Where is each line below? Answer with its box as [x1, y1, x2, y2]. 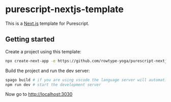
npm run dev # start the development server [5, 82, 101, 87]
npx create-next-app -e [5, 58, 56, 63]
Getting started [5, 35, 55, 44]
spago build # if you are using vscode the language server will [5, 77, 147, 82]
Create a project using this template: [5, 48, 81, 54]
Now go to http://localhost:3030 [5, 91, 73, 97]
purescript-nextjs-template [5, 4, 124, 15]
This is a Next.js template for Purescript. [5, 20, 90, 26]
